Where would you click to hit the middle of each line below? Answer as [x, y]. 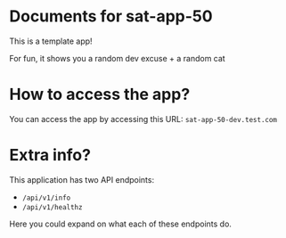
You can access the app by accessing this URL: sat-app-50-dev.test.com [143, 119]
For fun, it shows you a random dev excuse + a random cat [117, 58]
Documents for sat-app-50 [111, 16]
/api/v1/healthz [52, 207]
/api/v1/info [46, 198]
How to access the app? [100, 94]
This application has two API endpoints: [82, 179]
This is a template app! [51, 41]
